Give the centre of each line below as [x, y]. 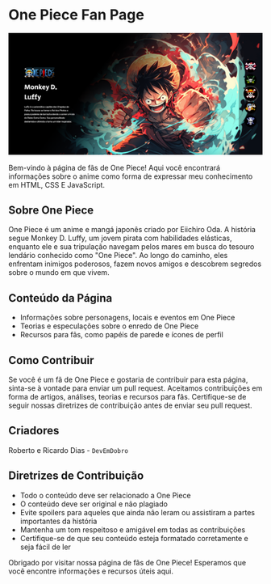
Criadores [34, 431]
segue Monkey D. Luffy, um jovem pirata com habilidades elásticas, [120, 238]
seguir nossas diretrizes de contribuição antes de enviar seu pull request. [130, 405]
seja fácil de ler [45, 547]
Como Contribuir [51, 360]
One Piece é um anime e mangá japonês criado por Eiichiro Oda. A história [132, 230]
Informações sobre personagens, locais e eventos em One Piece [127, 318]
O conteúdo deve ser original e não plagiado [94, 504]
